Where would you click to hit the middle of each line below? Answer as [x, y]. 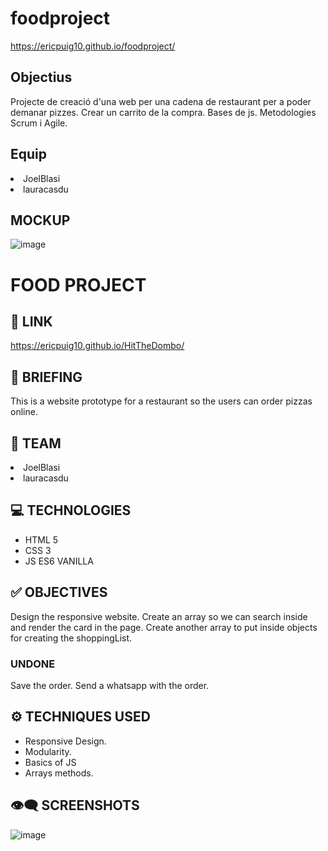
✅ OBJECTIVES [59, 592]
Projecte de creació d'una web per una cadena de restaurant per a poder [161, 101]
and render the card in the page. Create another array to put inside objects [164, 627]
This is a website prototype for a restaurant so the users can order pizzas [161, 401]
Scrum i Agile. [39, 123]
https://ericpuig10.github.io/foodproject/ [93, 46]
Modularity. [48, 751]
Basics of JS [50, 762]
